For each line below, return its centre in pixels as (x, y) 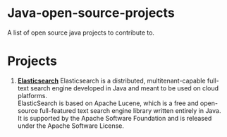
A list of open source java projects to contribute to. (81, 32)
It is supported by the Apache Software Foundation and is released (115, 118)
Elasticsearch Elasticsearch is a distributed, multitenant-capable (111, 81)
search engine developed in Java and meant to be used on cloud (125, 88)
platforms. (32, 95)
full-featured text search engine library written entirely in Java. (130, 110)
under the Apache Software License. (71, 126)
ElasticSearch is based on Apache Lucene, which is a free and (108, 103)
